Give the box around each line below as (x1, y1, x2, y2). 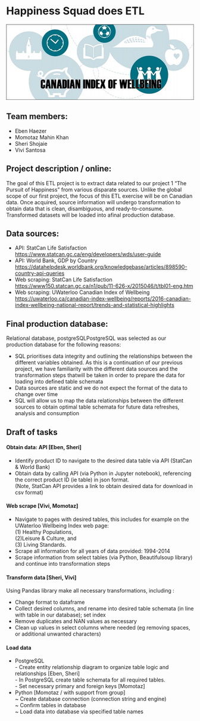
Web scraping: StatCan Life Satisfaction (14, 276, 113, 283)
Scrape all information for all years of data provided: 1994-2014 (14, 548, 171, 555)
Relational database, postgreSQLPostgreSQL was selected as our (6, 335, 167, 342)
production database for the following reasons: (6, 341, 121, 348)
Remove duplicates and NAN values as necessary (14, 618, 137, 625)
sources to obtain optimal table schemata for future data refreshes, (14, 403, 180, 410)
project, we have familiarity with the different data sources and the (14, 366, 178, 373)
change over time (14, 391, 58, 398)
